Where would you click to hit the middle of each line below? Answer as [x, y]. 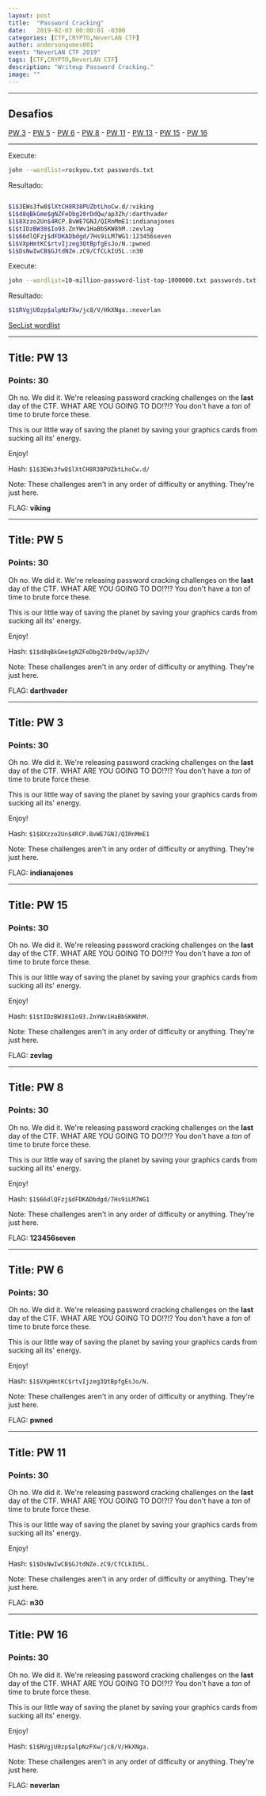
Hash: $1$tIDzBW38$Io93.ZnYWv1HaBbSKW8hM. [79, 1016]
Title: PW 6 [36, 1271]
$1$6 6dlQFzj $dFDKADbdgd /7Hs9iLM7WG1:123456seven [90, 236]
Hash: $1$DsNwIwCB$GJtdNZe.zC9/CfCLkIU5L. [79, 1564]
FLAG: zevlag [30, 1055]
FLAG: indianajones [41, 873]
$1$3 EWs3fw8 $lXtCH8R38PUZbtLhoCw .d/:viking [81, 207]
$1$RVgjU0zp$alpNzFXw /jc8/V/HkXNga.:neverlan [84, 310]
